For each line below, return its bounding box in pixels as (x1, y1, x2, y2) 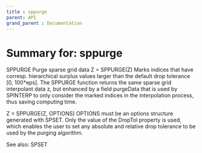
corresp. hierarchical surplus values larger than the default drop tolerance (6, 73, 191, 80)
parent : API (6, 15, 36, 21)
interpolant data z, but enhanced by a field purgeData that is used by (6, 85, 178, 93)
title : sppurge (6, 8, 47, 15)
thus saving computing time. (6, 98, 77, 106)
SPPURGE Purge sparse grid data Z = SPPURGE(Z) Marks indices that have (6, 66, 194, 73)
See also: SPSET (6, 141, 48, 148)
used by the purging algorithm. (6, 129, 83, 137)
